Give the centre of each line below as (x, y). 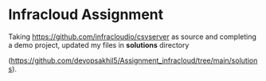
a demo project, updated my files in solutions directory (99, 44)
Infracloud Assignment (86, 15)
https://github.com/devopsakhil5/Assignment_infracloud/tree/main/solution (134, 60)
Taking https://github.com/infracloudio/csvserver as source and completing (133, 37)
